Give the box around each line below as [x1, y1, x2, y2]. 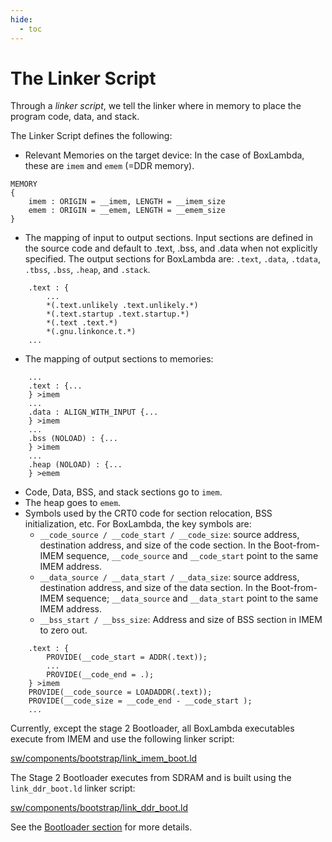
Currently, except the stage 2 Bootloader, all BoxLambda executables [10, 722, 295, 735]
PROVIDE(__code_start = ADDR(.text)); [46, 652, 208, 663]
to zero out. [39, 624, 88, 636]
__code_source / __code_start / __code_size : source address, [39, 529, 300, 541]
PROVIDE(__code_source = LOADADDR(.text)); [28, 687, 213, 698]
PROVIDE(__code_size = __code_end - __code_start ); [28, 696, 253, 706]
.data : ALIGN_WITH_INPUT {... [28, 407, 159, 418]
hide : [10, 14, 33, 25]
